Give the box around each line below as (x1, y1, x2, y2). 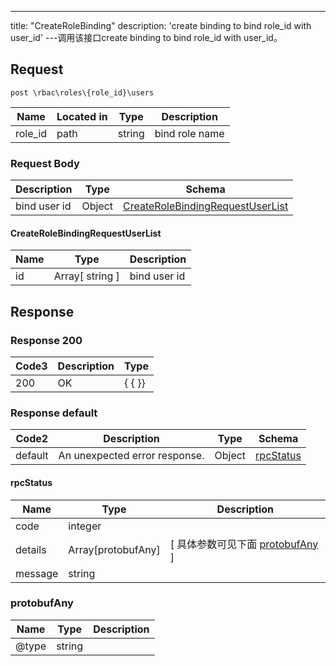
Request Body (10, 156, 80, 170)
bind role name (154, 126, 225, 140)
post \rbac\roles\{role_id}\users (10, 87, 155, 98)
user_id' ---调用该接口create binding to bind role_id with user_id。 (10, 32, 283, 43)
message (15, 566, 59, 580)
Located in (56, 109, 108, 123)
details (15, 542, 47, 556)
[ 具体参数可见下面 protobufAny (169, 537, 319, 551)
